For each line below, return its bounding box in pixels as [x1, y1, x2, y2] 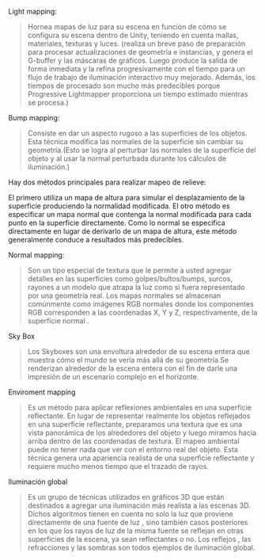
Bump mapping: [8, 113, 60, 122]
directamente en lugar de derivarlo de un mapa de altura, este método [8, 227, 237, 236]
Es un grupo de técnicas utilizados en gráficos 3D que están [27, 493, 225, 501]
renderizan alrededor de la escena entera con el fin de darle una [27, 364, 238, 373]
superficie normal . [27, 316, 89, 326]
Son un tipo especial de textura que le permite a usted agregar [27, 265, 232, 275]
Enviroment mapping [8, 387, 76, 397]
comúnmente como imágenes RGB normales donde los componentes [27, 299, 255, 308]
